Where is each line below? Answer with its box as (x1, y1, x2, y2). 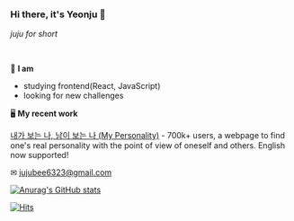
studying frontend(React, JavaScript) (22, 81, 161, 92)
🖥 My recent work (10, 108, 78, 119)
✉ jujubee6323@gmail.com (10, 167, 112, 178)
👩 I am (10, 63, 34, 75)
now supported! (10, 150, 69, 161)
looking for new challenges (22, 90, 124, 102)
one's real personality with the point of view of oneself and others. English (10, 140, 286, 151)
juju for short (10, 29, 58, 40)
